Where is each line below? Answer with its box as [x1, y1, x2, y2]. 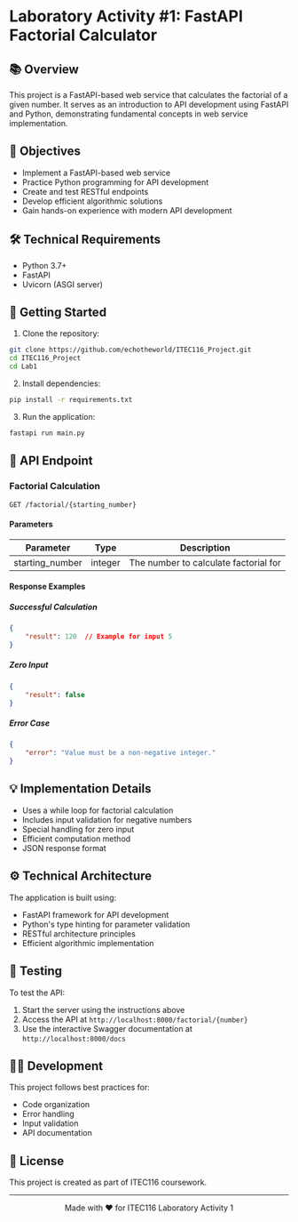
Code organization [21, 1099, 90, 1110]
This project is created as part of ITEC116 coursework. [9, 1177, 207, 1188]
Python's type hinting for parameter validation [21, 919, 191, 929]
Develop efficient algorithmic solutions [21, 196, 163, 206]
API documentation [21, 1128, 93, 1138]
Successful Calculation [9, 601, 98, 612]
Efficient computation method [21, 833, 131, 844]
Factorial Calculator [9, 25, 158, 45]
